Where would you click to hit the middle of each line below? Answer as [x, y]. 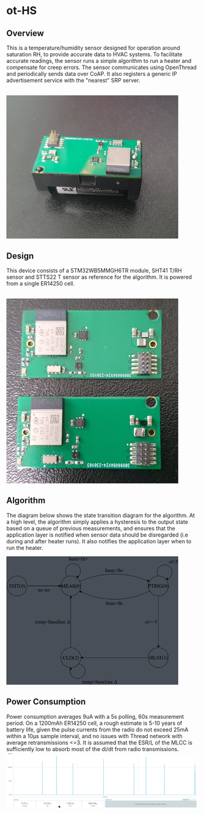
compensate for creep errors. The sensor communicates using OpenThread [102, 67]
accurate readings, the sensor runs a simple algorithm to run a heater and [99, 61]
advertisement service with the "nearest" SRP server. [73, 80]
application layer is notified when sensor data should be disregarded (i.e [97, 535]
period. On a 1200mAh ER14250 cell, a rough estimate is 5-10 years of [94, 723]
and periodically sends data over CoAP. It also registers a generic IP [92, 74]
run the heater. [25, 548]
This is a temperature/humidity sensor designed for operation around [93, 48]
